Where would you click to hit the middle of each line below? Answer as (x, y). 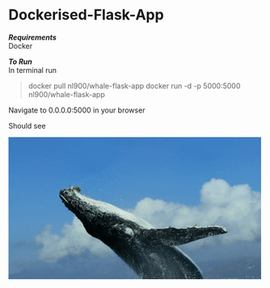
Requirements (32, 37)
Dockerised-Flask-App (86, 15)
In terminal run (32, 70)
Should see (27, 125)
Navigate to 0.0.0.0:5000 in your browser (77, 110)
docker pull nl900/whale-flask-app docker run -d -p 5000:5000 (134, 86)
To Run (20, 61)
